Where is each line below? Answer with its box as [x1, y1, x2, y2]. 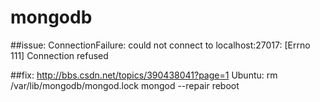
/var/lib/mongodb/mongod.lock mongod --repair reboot [10, 79, 240, 91]
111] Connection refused [10, 49, 109, 61]
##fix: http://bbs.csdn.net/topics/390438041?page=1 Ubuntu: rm [10, 69, 278, 81]
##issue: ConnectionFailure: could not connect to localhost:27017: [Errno [10, 39, 311, 51]
